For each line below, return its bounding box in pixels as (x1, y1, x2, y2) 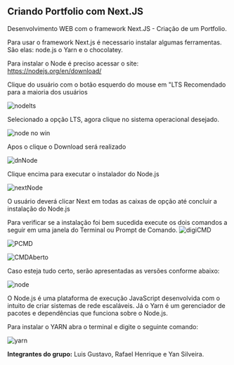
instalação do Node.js (7, 204, 70, 213)
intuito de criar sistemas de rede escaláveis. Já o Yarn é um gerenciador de (7, 301, 226, 309)
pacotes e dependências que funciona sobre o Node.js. (7, 309, 169, 317)
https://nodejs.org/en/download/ (7, 66, 102, 75)
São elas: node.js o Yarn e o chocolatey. (7, 45, 123, 54)
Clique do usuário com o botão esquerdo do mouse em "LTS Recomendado (7, 80, 226, 89)
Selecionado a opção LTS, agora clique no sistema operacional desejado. (7, 115, 220, 123)
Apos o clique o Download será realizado (7, 142, 126, 151)
